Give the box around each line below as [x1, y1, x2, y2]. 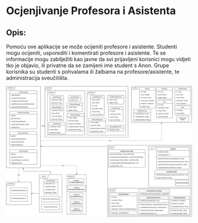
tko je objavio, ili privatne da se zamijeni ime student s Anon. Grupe [6, 62, 169, 69]
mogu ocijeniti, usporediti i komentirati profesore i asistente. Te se [6, 49, 166, 56]
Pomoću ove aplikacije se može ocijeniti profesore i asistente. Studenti [6, 43, 177, 50]
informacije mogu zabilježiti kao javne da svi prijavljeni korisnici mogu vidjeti [6, 56, 191, 62]
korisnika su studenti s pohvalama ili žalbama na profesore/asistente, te [6, 68, 180, 75]
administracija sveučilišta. [6, 75, 69, 81]
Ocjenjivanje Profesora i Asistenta [6, 4, 176, 18]
